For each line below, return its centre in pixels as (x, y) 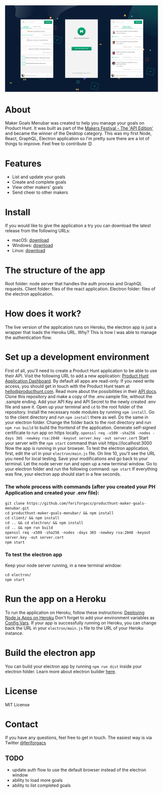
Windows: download (33, 245)
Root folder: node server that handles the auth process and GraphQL (73, 284)
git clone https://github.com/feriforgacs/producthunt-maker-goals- (76, 504)
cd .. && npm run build (29, 528)
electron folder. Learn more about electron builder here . (61, 671)
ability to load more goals (37, 780)
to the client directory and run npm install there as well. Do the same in (77, 417)
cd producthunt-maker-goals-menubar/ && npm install (59, 513)
